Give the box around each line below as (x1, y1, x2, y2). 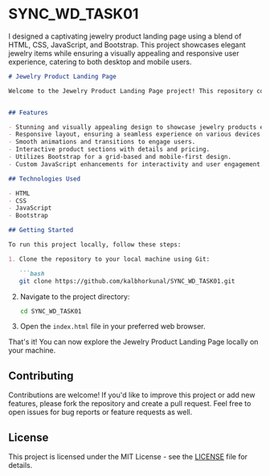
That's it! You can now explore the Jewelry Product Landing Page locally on (8, 337, 259, 347)
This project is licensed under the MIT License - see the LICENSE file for (8, 452, 247, 462)
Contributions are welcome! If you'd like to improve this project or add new (8, 390, 256, 400)
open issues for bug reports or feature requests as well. (8, 407, 193, 417)
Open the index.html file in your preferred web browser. (19, 322, 207, 332)
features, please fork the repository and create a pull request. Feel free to (8, 399, 252, 409)
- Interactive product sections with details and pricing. (8, 145, 211, 153)
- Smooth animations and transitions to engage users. (8, 138, 196, 146)
